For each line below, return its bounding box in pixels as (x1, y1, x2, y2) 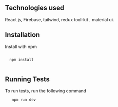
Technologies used (5, 4, 64, 12)
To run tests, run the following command (5, 88, 86, 94)
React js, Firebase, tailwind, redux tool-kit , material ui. (5, 16, 114, 22)
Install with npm (5, 44, 37, 49)
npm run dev (11, 97, 36, 102)
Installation (5, 31, 40, 39)
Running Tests (5, 75, 50, 83)
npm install (9, 57, 34, 62)
